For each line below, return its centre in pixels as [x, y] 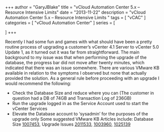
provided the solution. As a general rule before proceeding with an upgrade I [82, 78]
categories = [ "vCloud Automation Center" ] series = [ [60, 23]
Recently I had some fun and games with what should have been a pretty [79, 42]
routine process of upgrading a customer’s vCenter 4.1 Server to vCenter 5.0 [82, 47]
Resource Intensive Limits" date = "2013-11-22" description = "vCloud [75, 12]
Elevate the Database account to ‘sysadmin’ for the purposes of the [80, 114]
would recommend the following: [38, 83]
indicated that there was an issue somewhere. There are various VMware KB [82, 68]
